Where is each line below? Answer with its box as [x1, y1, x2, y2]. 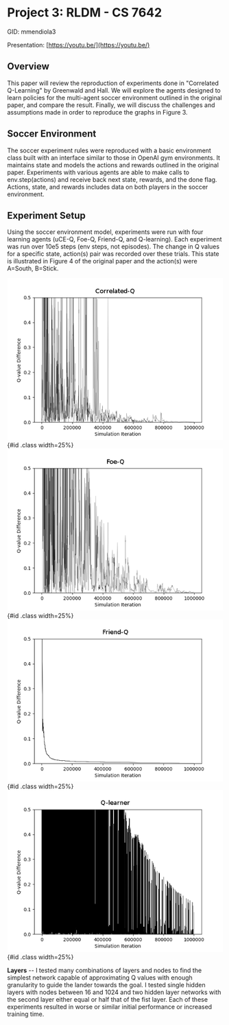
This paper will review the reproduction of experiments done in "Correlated [7, 79, 219, 87]
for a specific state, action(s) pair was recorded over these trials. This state [7, 250, 219, 258]
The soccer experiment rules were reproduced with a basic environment [7, 146, 211, 154]
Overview [7, 60, 50, 73]
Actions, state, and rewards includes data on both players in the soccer [7, 182, 208, 191]
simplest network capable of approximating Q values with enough [7, 974, 193, 982]
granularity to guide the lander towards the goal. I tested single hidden [7, 981, 206, 989]
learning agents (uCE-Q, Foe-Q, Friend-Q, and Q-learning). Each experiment [7, 235, 222, 244]
